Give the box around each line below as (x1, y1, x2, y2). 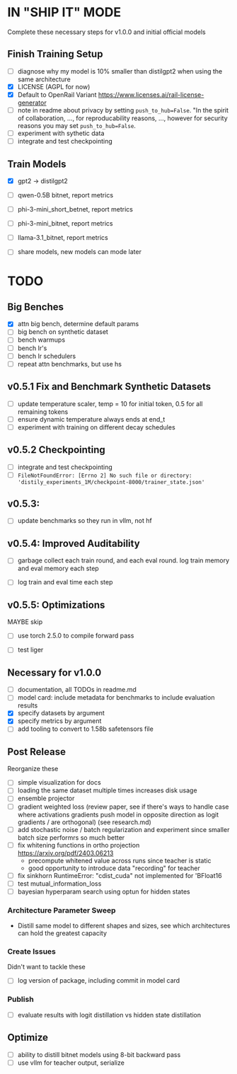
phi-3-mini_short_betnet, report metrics (17, 205, 133, 214)
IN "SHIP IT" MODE (7, 4, 122, 21)
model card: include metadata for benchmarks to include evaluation (17, 693, 215, 702)
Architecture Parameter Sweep (7, 905, 116, 915)
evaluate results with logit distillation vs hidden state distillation (17, 1010, 202, 1019)
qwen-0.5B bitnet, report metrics (17, 191, 114, 199)
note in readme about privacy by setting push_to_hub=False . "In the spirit (17, 105, 229, 114)
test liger (17, 645, 44, 654)
